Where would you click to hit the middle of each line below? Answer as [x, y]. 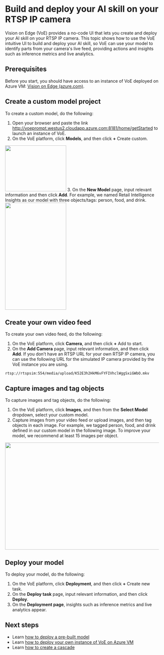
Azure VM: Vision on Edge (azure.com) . [45, 86]
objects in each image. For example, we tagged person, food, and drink [84, 425]
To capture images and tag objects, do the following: [58, 400]
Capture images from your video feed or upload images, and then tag [82, 420]
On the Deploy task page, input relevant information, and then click [80, 594]
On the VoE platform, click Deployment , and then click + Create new [81, 584]
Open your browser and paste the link [50, 123]
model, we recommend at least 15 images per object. [65, 436]
